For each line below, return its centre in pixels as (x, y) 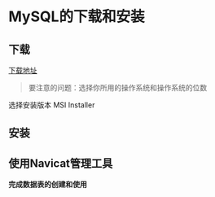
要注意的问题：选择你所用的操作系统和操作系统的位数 (118, 88)
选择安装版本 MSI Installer (52, 105)
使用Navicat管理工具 (61, 163)
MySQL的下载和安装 (77, 17)
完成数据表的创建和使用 (48, 185)
